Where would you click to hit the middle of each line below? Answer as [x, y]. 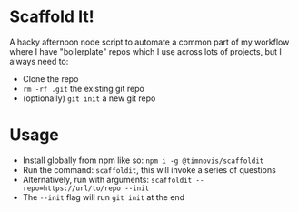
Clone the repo [50, 78]
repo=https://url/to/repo [71, 188]
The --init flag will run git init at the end [103, 197]
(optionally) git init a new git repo [89, 98]
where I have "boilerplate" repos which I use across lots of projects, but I [145, 51]
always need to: [39, 61]
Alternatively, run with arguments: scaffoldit [107, 179]
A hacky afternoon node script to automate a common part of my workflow [149, 42]
